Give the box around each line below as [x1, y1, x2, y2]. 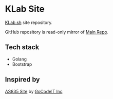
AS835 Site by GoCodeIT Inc [5, 88, 63, 94]
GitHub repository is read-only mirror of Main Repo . [5, 29, 109, 35]
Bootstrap [12, 61, 32, 67]
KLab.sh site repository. [5, 20, 53, 25]
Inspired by [5, 76, 40, 84]
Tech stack [5, 43, 39, 52]
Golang [12, 56, 27, 62]
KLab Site [5, 3, 45, 15]
